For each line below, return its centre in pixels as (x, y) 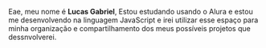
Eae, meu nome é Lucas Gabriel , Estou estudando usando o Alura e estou (131, 12)
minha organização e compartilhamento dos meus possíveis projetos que (129, 28)
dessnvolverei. (33, 37)
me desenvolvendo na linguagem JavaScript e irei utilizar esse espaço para (133, 20)
